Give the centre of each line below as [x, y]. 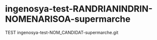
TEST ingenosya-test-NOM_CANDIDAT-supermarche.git [62, 32]
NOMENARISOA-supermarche [68, 19]
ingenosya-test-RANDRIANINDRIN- [79, 9]
